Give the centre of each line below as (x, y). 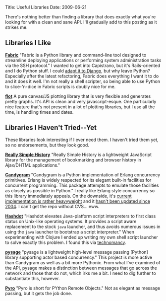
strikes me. (17, 27)
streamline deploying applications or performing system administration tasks (83, 60)
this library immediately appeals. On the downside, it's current (69, 196)
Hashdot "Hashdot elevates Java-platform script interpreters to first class (81, 216)
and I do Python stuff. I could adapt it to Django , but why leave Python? (78, 71)
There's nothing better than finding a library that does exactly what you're (81, 17)
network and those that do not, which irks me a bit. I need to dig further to (81, 273)
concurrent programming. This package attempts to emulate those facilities (82, 185)
